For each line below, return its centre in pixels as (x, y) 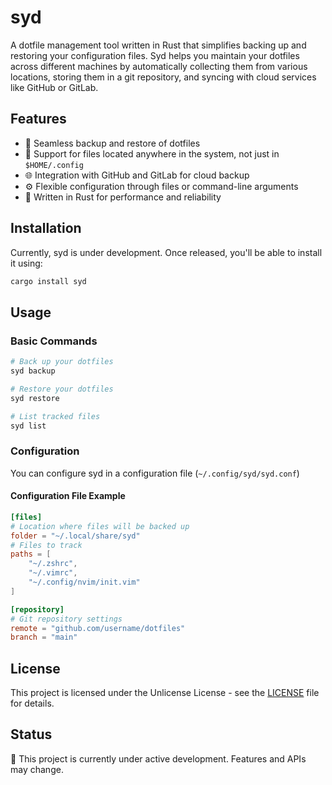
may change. (37, 769)
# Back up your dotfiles (62, 362)
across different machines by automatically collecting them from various (159, 66)
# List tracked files (55, 416)
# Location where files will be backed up (100, 526)
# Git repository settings (66, 619)
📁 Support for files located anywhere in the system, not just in (152, 153)
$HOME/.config (54, 165)
